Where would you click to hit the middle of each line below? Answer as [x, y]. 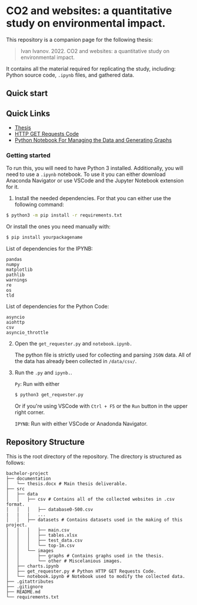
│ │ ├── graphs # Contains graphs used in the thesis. [85, 556]
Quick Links [28, 113]
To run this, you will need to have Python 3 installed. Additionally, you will [95, 168]
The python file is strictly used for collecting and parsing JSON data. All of [103, 355]
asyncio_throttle [27, 333]
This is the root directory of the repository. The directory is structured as [94, 456]
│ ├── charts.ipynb [33, 566]
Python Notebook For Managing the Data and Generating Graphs [93, 140]
